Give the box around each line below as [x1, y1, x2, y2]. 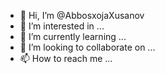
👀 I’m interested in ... [19, 20, 105, 32]
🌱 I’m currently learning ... [19, 31, 127, 42]
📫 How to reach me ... [19, 53, 113, 64]
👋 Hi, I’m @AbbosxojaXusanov [19, 10, 145, 21]
